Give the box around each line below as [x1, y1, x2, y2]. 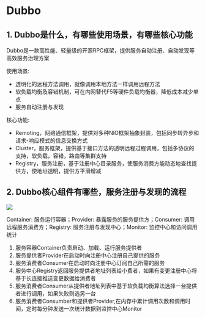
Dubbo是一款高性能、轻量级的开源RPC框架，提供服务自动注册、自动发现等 [6, 47, 195, 54]
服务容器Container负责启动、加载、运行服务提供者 [15, 244, 143, 251]
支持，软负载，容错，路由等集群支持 [15, 152, 107, 159]
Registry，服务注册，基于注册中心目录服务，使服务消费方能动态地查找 [15, 160, 192, 167]
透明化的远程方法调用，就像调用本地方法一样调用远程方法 [15, 81, 160, 87]
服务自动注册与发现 [15, 103, 64, 110]
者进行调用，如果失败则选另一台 [15, 289, 96, 297]
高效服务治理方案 [6, 54, 50, 62]
